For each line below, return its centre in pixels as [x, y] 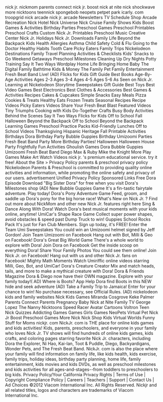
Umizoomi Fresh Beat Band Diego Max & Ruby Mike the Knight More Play [78, 152]
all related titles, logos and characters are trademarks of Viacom [69, 390]
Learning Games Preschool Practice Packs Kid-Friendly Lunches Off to [76, 126]
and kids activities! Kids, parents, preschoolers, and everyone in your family [81, 328]
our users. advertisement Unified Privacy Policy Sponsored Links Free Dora [81, 178]
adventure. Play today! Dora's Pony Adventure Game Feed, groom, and [76, 193]
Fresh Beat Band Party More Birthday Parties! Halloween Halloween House [80, 142]
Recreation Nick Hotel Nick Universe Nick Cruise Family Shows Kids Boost [80, 22]
